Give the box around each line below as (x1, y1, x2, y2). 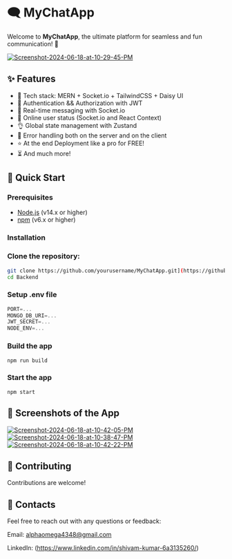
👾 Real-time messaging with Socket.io (17, 106, 126, 114)
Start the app (7, 373, 52, 383)
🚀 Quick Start (7, 172, 66, 184)
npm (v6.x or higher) (17, 216, 76, 224)
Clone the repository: (7, 252, 81, 261)
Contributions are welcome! (7, 479, 86, 487)
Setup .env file (7, 290, 57, 300)
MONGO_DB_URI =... (7, 312, 57, 319)
